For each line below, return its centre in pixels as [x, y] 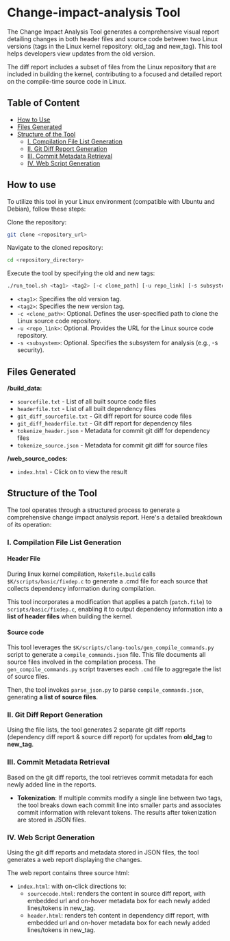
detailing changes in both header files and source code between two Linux [112, 38]
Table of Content [43, 103]
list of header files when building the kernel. [70, 616]
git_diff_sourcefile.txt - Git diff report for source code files [104, 416]
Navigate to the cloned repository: [55, 248]
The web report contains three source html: [68, 873]
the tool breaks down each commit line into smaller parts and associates [119, 805]
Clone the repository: [37, 222]
